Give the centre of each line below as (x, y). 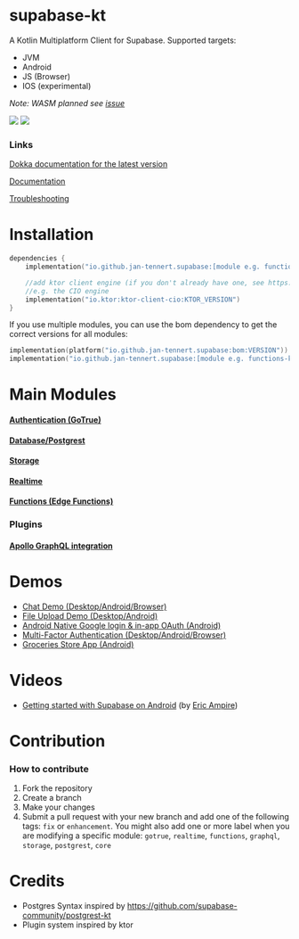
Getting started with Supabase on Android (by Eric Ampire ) (130, 704)
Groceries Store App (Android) (78, 644)
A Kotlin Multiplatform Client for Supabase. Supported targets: (123, 40)
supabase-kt (58, 16)
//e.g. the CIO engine (67, 291)
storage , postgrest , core (66, 845)
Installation (52, 235)
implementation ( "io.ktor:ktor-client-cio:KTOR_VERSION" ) (133, 300)
